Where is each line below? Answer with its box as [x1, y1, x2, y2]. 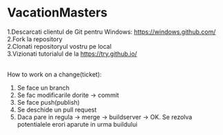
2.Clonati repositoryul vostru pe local [7, 42, 112, 50]
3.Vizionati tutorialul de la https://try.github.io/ [7, 50, 138, 58]
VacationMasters [7, 5, 108, 21]
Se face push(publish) [17, 98, 81, 106]
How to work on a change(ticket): [7, 70, 102, 79]
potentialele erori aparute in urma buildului [17, 120, 138, 128]
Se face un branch [17, 83, 70, 92]
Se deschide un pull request [17, 105, 97, 114]
